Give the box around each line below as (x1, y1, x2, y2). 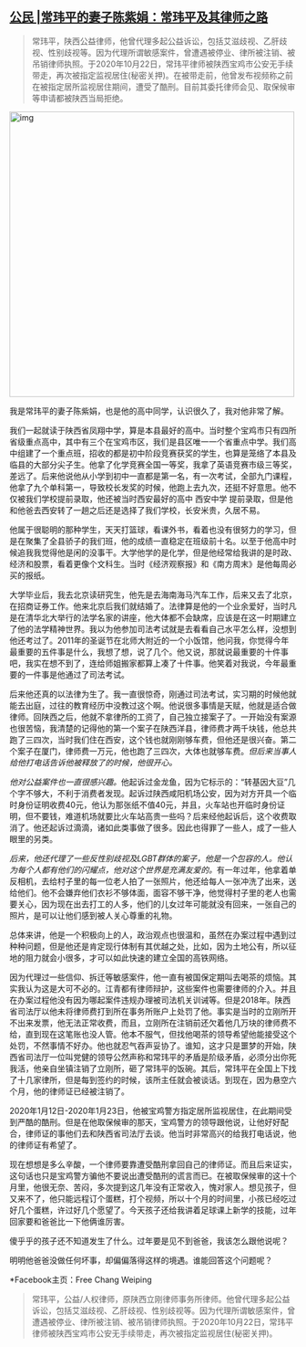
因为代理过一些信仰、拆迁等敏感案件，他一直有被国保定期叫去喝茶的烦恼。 (9, 972, 289, 983)
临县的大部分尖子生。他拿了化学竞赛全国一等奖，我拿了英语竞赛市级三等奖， (9, 458, 297, 469)
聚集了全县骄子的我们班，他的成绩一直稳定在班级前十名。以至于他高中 (25, 535, 289, 546)
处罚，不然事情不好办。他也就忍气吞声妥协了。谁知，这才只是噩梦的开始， (9, 1040, 289, 1051)
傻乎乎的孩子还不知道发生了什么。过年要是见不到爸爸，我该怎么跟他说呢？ (9, 1235, 289, 1246)
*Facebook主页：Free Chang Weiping (9, 1274, 152, 1285)
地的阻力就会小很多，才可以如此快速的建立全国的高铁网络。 (9, 952, 233, 963)
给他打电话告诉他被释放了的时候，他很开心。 (9, 757, 178, 768)
